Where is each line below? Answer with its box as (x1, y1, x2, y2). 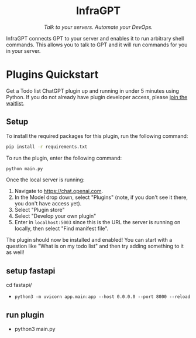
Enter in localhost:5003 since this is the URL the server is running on (14, 219, 181, 226)
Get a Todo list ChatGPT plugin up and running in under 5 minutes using (6, 87, 180, 94)
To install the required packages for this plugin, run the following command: (6, 132, 188, 139)
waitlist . (6, 100, 25, 107)
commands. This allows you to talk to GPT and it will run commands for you (6, 41, 188, 48)
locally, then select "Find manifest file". (14, 225, 109, 232)
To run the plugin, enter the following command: (6, 154, 122, 161)
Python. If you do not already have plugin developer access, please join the (6, 93, 188, 100)
